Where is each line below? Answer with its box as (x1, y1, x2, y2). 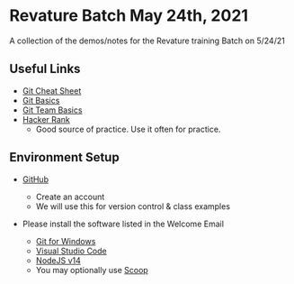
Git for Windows (35, 235, 96, 246)
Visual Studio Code (35, 245, 107, 256)
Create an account (35, 191, 105, 202)
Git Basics (22, 95, 60, 105)
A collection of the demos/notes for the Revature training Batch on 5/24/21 (9, 35, 285, 46)
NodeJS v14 (35, 254, 81, 266)
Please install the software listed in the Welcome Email (22, 218, 225, 229)
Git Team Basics (22, 105, 83, 115)
